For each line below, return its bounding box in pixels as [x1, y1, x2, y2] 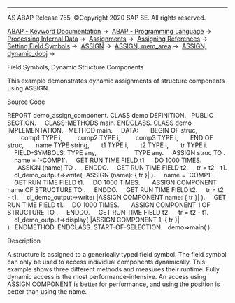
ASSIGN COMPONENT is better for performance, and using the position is [7, 280, 220, 288]
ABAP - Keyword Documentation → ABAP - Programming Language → [7, 27, 212, 35]
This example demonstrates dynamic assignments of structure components [7, 76, 225, 85]
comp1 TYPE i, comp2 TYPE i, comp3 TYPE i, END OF [20, 134, 213, 142]
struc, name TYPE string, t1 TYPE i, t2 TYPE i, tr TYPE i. [7, 141, 208, 149]
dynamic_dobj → [7, 50, 55, 58]
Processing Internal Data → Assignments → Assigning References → [7, 34, 208, 43]
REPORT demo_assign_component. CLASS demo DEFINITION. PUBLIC [7, 112, 214, 119]
